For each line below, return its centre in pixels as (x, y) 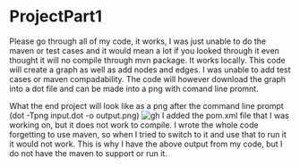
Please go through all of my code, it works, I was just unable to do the (138, 41)
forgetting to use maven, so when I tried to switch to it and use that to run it (148, 134)
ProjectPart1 (56, 17)
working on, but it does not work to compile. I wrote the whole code (134, 125)
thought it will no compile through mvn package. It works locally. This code (148, 60)
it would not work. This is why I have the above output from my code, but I (146, 144)
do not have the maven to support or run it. (88, 153)
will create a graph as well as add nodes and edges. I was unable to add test (150, 70)
